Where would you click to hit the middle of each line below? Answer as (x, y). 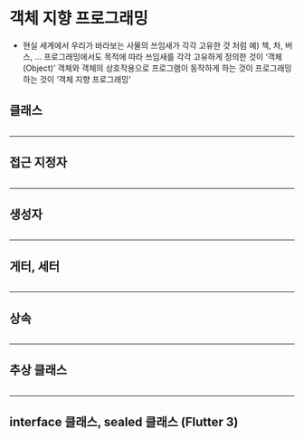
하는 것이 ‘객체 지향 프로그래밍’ (76, 79)
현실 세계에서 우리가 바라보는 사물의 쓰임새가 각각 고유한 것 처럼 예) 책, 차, (152, 45)
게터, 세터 (35, 267)
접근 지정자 (38, 162)
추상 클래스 (38, 371)
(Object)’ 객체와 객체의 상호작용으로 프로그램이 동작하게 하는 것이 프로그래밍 (157, 68)
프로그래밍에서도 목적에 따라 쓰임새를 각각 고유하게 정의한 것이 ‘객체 (163, 56)
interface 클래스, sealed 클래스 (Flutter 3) (124, 422)
